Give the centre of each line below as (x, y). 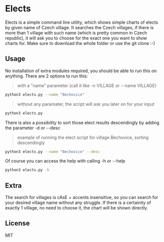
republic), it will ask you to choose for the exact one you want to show (76, 38)
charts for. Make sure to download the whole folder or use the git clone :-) (80, 43)
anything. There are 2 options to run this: (47, 76)
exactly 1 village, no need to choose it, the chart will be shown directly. (77, 208)
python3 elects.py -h (27, 170)
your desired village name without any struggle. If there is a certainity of (78, 202)
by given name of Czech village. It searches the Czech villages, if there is (80, 27)
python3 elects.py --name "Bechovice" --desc (52, 152)
